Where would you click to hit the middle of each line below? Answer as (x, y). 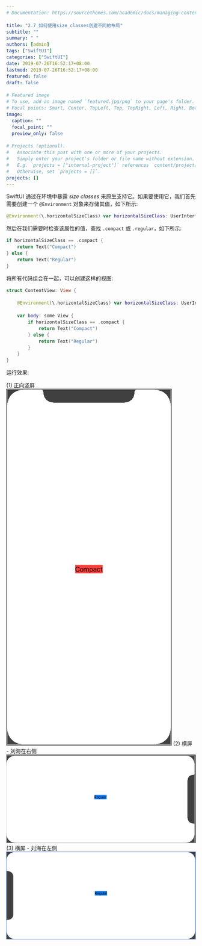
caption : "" (27, 120)
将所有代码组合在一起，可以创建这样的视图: (60, 278)
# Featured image (28, 95)
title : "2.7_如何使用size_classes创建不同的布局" (65, 25)
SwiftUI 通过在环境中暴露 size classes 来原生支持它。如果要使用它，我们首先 (101, 196)
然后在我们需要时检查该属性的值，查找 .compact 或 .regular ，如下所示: (94, 228)
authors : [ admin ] (28, 45)
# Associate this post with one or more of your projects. (84, 153)
